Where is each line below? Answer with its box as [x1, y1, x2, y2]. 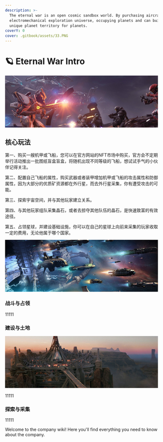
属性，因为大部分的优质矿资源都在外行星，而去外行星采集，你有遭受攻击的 [5, 180, 154, 187]
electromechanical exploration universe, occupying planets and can [9, 18, 151, 23]
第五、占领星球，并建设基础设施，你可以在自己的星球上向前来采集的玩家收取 [5, 223, 158, 229]
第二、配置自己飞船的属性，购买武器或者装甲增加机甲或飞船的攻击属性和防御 [5, 174, 158, 180]
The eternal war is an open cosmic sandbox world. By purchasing [9, 13, 145, 18]
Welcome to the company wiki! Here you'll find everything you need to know [5, 426, 158, 432]
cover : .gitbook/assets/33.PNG [5, 34, 68, 38]
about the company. [5, 432, 45, 438]
